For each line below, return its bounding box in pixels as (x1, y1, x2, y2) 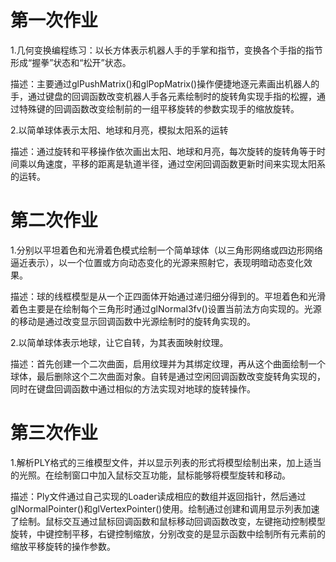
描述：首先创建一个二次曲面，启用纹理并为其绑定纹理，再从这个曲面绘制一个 (10, 357, 326, 370)
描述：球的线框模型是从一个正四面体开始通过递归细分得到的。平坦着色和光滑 (10, 290, 326, 302)
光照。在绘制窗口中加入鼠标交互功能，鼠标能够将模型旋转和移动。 (18, 469, 291, 481)
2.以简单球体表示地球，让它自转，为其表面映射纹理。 (10, 336, 229, 348)
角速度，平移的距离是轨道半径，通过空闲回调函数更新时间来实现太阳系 (36, 157, 326, 170)
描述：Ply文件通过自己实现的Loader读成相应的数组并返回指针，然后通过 (10, 490, 307, 502)
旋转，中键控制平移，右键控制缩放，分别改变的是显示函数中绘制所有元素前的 (10, 527, 326, 540)
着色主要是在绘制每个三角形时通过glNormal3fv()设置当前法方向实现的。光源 (10, 302, 322, 315)
